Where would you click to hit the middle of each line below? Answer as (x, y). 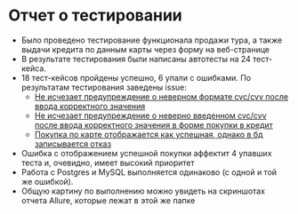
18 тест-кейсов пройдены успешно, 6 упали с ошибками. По (136, 77)
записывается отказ (73, 144)
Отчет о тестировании (96, 16)
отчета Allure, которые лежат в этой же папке (108, 200)
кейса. (33, 68)
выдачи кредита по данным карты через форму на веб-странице (145, 49)
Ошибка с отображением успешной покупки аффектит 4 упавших (146, 153)
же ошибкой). (47, 181)
